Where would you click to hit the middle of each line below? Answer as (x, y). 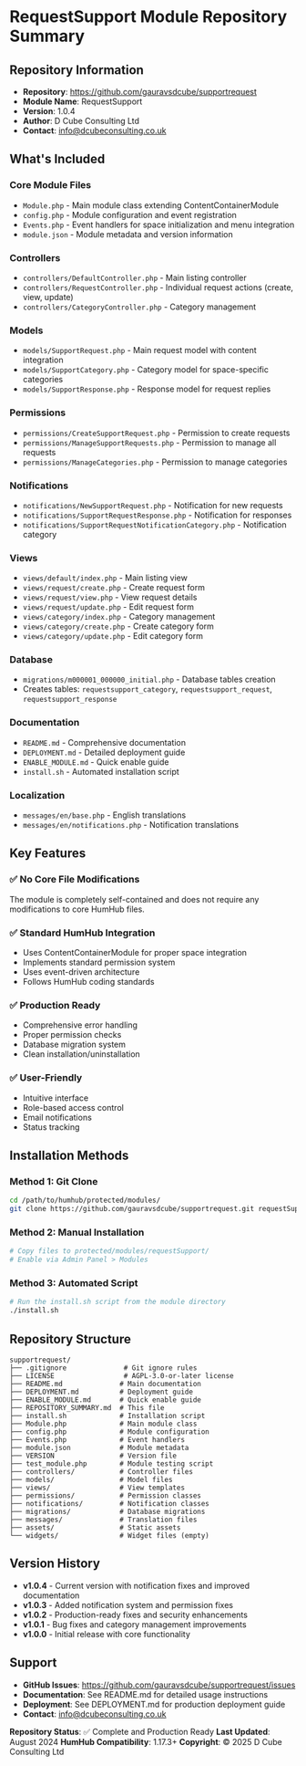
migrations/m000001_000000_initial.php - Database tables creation (149, 679)
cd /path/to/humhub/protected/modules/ (85, 1201)
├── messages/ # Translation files (103, 1520)
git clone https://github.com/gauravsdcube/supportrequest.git (132, 1209)
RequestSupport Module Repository (148, 17)
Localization (37, 795)
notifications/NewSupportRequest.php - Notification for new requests (153, 505)
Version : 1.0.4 (49, 111)
